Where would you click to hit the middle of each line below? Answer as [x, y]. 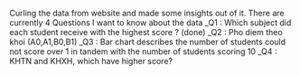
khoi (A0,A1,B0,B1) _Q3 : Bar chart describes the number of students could [148, 42]
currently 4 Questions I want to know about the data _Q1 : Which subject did [150, 23]
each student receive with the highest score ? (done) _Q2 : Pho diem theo [146, 32]
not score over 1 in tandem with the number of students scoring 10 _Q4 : [143, 52]
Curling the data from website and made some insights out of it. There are [147, 13]
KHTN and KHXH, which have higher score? [91, 61]
